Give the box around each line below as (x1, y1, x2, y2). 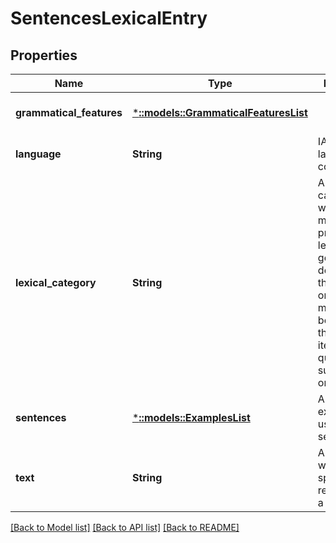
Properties (10, 47, 78, 64)
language (15, 147, 62, 161)
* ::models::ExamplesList (131, 411, 251, 424)
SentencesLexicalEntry (10, 7, 208, 30)
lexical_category (15, 276, 97, 289)
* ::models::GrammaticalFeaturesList (131, 106, 308, 119)
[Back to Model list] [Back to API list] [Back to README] (10, 522, 240, 533)
